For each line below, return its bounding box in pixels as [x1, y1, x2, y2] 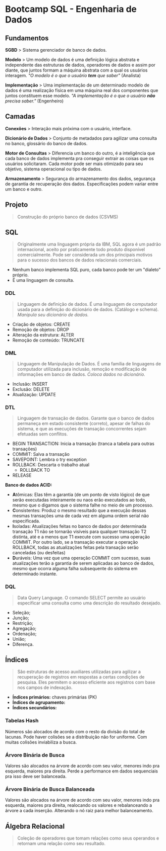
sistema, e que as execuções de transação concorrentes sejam [17, 426, 147, 432]
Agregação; [12, 625, 37, 631]
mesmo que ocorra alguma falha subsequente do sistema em [12, 566, 138, 572]
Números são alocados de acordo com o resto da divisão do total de [5, 728, 145, 734]
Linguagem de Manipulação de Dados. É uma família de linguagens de [17, 361, 161, 367]
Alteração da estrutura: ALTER [12, 332, 74, 338]
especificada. [12, 518, 41, 524]
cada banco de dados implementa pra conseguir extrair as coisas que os [5, 155, 154, 161]
